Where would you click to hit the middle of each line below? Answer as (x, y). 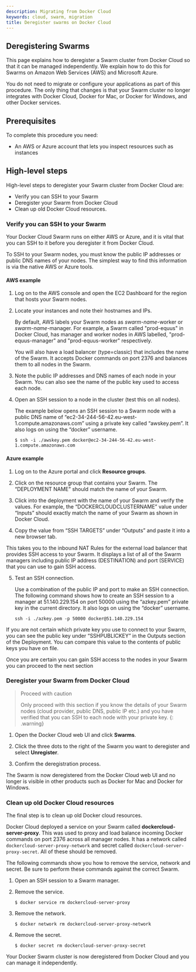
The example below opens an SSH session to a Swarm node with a (95, 411)
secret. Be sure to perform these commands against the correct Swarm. (93, 869)
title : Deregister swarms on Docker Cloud (59, 22)
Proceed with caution (46, 693)
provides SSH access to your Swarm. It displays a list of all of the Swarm (94, 554)
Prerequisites (31, 121)
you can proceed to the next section (50, 665)
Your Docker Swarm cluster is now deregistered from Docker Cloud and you (98, 957)
